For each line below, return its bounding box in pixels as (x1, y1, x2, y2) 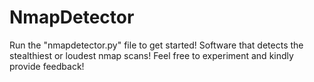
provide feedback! (9, 60, 85, 72)
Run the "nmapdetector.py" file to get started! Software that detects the (9, 39, 304, 51)
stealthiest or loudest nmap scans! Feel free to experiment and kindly (9, 49, 294, 61)
